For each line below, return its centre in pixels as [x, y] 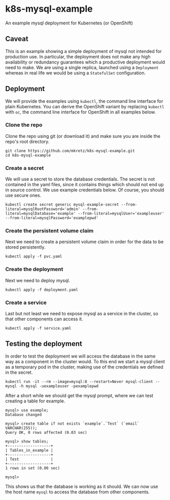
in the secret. [19, 372]
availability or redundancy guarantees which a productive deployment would [85, 62]
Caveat [17, 39]
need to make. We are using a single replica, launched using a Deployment [82, 67]
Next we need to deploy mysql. [38, 280]
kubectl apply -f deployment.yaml [42, 290]
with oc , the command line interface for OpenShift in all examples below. [81, 112]
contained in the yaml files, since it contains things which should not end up [84, 185]
